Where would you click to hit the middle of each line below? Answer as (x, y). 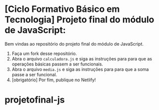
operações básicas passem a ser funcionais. (57, 64)
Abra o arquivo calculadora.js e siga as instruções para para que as (82, 58)
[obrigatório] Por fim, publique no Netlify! (54, 80)
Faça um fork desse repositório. (44, 54)
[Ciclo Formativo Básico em (62, 9)
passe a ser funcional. (34, 74)
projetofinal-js (35, 100)
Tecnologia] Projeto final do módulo (79, 20)
